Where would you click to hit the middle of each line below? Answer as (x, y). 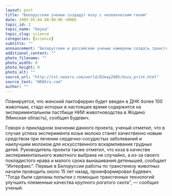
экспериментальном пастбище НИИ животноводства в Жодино (75, 112)
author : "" (17, 86)
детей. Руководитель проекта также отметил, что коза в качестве (78, 149)
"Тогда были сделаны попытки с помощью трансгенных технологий (80, 177)
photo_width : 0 (21, 63)
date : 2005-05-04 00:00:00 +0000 (41, 20)
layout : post (19, 10)
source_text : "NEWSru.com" (34, 82)
